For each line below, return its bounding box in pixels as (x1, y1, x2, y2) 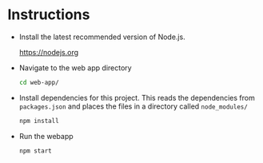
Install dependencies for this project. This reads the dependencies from (18, 93, 255, 102)
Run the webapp (18, 131, 74, 141)
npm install (18, 117, 59, 125)
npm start (18, 146, 53, 155)
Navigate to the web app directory (18, 62, 133, 73)
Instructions (7, 6, 90, 24)
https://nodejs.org (18, 47, 79, 57)
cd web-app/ (18, 78, 59, 86)
